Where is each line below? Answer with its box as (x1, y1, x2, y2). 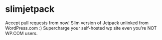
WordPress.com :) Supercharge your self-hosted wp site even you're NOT (5, 25, 157, 31)
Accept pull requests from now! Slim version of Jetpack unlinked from (5, 20, 149, 26)
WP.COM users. (5, 30, 38, 36)
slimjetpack (5, 3, 55, 15)
